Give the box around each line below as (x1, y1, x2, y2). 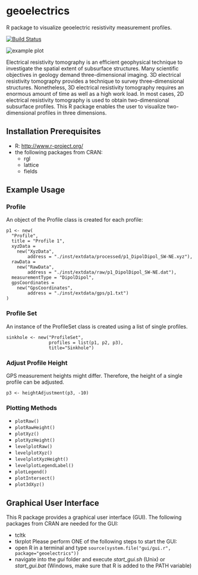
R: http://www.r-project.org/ (14, 142, 83, 150)
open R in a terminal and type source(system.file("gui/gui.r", (14, 544, 171, 552)
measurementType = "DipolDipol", (11, 275, 95, 281)
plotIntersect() (14, 475, 55, 481)
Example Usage (6, 185, 65, 195)
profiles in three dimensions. (37, 109, 107, 116)
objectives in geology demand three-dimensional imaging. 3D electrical (6, 71, 181, 78)
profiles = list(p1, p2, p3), (48, 340, 124, 346)
